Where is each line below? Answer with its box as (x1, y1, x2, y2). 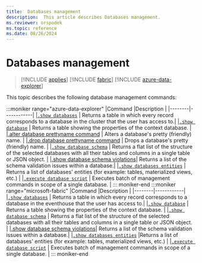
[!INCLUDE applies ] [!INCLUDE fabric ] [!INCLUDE (20, 76, 141, 83)
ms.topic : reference (6, 25, 58, 31)
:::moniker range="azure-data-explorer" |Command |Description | (6, 105, 168, 113)
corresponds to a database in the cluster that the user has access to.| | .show (6, 118, 193, 125)
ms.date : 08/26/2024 (6, 31, 58, 37)
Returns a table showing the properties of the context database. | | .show (6, 206, 182, 214)
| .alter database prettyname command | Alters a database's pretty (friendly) (6, 131, 192, 138)
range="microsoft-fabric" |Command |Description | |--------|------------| (6, 188, 186, 195)
